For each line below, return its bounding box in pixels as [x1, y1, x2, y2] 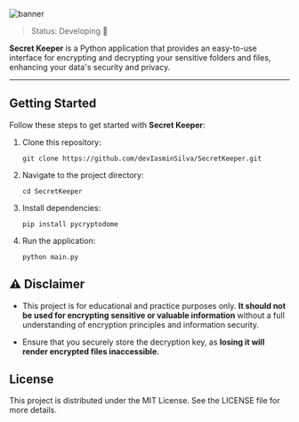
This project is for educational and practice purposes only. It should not [21, 300, 287, 311]
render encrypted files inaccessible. [21, 345, 160, 356]
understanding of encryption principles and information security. [21, 319, 260, 329]
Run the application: [21, 235, 96, 246]
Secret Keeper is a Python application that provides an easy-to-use [9, 43, 258, 53]
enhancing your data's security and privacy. [9, 62, 171, 72]
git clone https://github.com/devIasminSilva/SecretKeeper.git [21, 154, 263, 163]
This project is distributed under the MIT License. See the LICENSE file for [9, 395, 280, 406]
